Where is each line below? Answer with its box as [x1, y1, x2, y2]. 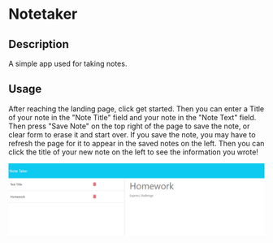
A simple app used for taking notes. [8, 59, 128, 68]
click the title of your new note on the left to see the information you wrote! [8, 147, 258, 157]
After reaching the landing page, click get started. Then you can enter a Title [8, 103, 265, 114]
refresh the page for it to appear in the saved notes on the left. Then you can [8, 138, 265, 148]
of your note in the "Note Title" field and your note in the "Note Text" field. [8, 112, 257, 122]
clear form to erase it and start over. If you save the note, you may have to [8, 129, 256, 139]
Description [8, 37, 69, 51]
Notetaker [8, 5, 78, 24]
